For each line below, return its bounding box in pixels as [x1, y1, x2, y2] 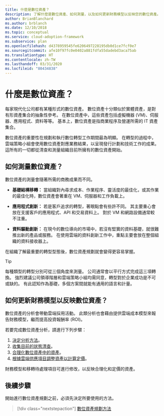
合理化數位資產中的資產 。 [12, 349, 64, 355]
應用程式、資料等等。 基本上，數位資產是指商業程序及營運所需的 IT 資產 [13, 118, 158, 124]
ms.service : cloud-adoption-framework [5, 35, 84, 40]
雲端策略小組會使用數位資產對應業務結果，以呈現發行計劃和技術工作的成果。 [5, 140, 159, 147]
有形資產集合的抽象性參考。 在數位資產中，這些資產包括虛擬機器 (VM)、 [5, 112, 150, 118]
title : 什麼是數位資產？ [5, 7, 50, 12]
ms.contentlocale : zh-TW [5, 57, 56, 62]
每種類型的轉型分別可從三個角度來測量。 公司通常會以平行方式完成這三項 [5, 268, 152, 274]
